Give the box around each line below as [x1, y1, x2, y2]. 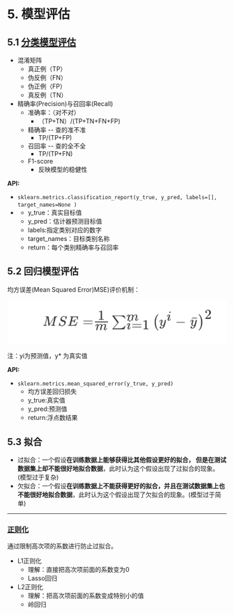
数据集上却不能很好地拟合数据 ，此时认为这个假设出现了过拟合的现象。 [17, 464, 219, 472]
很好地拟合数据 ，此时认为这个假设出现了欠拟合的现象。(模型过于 [29, 490, 215, 499]
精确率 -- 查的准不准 [27, 126, 86, 134]
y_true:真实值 [27, 396, 66, 405]
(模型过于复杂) [17, 473, 59, 481]
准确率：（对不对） [27, 109, 80, 116]
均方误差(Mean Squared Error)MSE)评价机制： [7, 285, 141, 293]
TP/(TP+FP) [38, 134, 72, 141]
